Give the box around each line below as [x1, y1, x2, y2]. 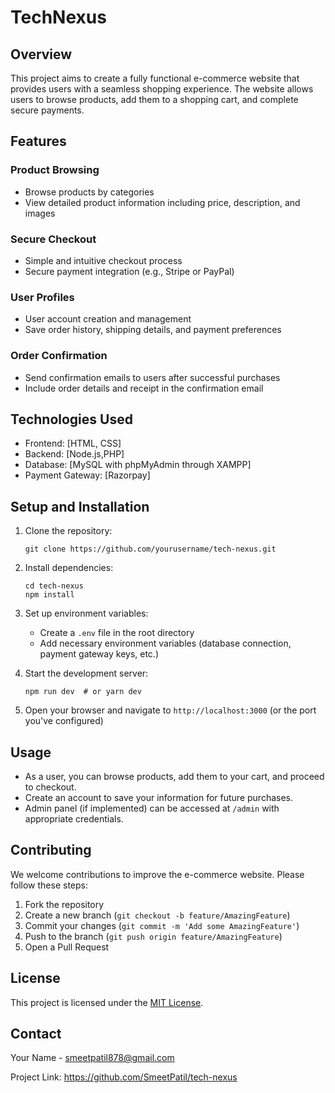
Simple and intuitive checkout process [24, 254, 183, 266]
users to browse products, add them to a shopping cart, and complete [10, 94, 299, 105]
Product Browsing [10, 163, 100, 177]
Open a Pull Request [24, 941, 110, 953]
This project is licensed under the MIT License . [10, 996, 204, 1008]
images [24, 207, 56, 219]
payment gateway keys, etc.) [39, 648, 159, 660]
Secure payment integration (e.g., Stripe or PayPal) [24, 265, 235, 277]
